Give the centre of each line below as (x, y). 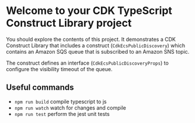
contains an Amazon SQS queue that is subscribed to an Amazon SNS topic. (98, 51)
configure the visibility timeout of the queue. (59, 69)
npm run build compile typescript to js (60, 101)
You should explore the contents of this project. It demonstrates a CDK (91, 39)
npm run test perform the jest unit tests (62, 114)
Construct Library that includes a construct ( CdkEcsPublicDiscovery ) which (96, 45)
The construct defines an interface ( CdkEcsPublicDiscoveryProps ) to (88, 63)
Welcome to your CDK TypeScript (89, 11)
